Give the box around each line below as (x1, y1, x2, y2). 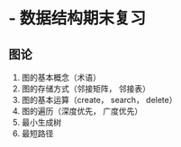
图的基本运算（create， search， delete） (21, 95, 177, 105)
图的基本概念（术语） (21, 73, 101, 82)
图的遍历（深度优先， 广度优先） (21, 106, 143, 117)
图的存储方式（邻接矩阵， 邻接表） (21, 83, 150, 94)
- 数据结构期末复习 (8, 8, 146, 29)
